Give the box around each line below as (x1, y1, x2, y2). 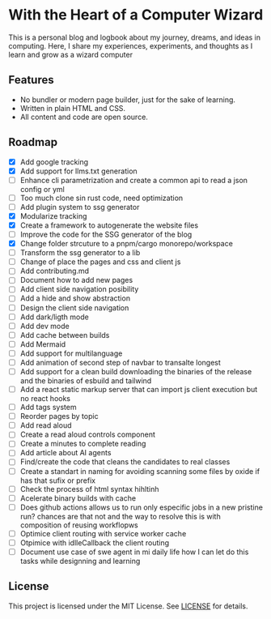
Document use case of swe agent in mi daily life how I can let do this (19, 547, 249, 557)
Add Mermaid (19, 339, 66, 349)
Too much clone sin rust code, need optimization (19, 193, 184, 203)
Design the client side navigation (19, 302, 129, 313)
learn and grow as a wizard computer (8, 49, 133, 59)
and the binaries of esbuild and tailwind (19, 376, 152, 386)
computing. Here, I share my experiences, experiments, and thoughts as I (8, 41, 253, 50)
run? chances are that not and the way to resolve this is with (19, 511, 221, 521)
